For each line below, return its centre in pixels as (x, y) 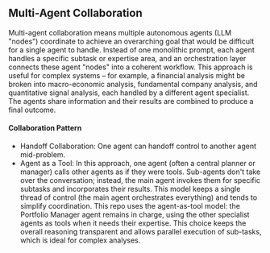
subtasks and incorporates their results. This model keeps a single (130, 189)
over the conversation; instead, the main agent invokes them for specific (140, 180)
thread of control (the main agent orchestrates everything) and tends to (139, 197)
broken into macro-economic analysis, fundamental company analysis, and (133, 84)
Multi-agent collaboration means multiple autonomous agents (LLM (120, 32)
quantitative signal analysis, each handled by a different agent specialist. (129, 93)
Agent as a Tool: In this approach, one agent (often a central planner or (138, 164)
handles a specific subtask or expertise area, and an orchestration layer (127, 58)
